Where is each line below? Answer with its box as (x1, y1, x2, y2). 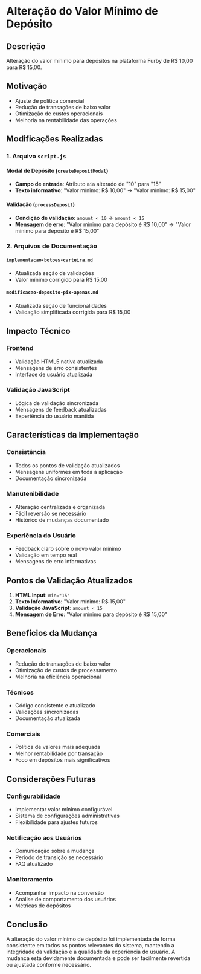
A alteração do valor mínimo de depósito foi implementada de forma (6, 935, 176, 943)
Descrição (6, 41, 46, 51)
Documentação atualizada (14, 715, 80, 722)
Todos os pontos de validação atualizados (14, 461, 120, 469)
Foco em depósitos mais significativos (14, 756, 110, 764)
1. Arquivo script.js (6, 152, 66, 161)
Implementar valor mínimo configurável (14, 805, 113, 813)
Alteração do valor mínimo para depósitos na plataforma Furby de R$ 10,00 (6, 57, 193, 64)
